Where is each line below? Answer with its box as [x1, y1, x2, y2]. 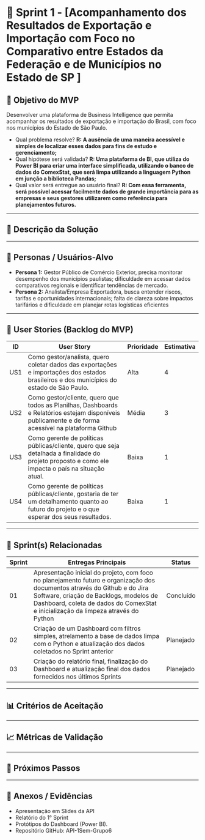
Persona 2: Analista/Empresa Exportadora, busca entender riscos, [15, 288, 182, 295]
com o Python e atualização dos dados [33, 639, 145, 648]
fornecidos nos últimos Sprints [33, 672, 121, 681]
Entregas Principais [68, 558, 126, 567]
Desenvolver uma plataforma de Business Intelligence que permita [6, 111, 173, 118]
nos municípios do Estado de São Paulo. [6, 124, 108, 131]
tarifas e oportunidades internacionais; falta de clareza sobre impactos [15, 294, 193, 302]
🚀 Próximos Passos [6, 763, 81, 773]
